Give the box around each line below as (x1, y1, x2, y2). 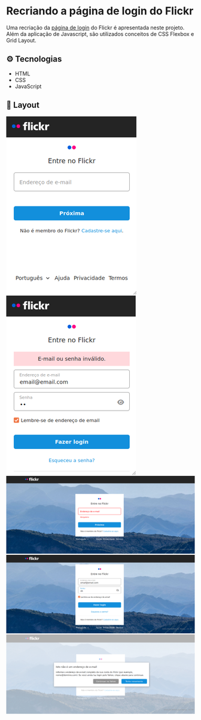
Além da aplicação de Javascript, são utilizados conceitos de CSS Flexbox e (6, 30, 194, 37)
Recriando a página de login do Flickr (6, 4, 194, 18)
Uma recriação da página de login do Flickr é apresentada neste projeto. (6, 24, 185, 31)
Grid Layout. (6, 37, 37, 44)
